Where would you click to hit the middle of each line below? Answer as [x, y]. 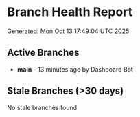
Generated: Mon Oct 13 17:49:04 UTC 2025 [68, 31]
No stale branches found [42, 107]
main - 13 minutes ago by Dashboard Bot [75, 69]
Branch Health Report [70, 12]
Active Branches [43, 53]
